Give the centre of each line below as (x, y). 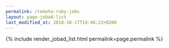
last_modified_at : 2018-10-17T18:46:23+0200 (61, 22)
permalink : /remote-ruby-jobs (43, 11)
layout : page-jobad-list (36, 17)
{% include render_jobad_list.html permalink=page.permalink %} (84, 39)
